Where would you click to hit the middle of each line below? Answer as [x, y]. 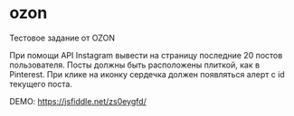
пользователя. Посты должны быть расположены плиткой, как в [135, 65]
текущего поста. [41, 84]
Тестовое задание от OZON [62, 38]
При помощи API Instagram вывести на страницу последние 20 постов [146, 55]
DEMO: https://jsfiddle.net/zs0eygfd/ [78, 101]
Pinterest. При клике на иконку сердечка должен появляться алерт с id [147, 74]
